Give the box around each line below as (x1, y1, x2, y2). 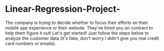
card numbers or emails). (5, 40, 56, 46)
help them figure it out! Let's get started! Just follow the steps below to (5, 30, 149, 36)
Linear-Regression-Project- (5, 3, 121, 15)
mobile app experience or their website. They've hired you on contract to (5, 25, 154, 30)
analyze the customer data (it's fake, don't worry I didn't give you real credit (5, 35, 159, 41)
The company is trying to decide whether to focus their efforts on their (5, 20, 148, 25)
